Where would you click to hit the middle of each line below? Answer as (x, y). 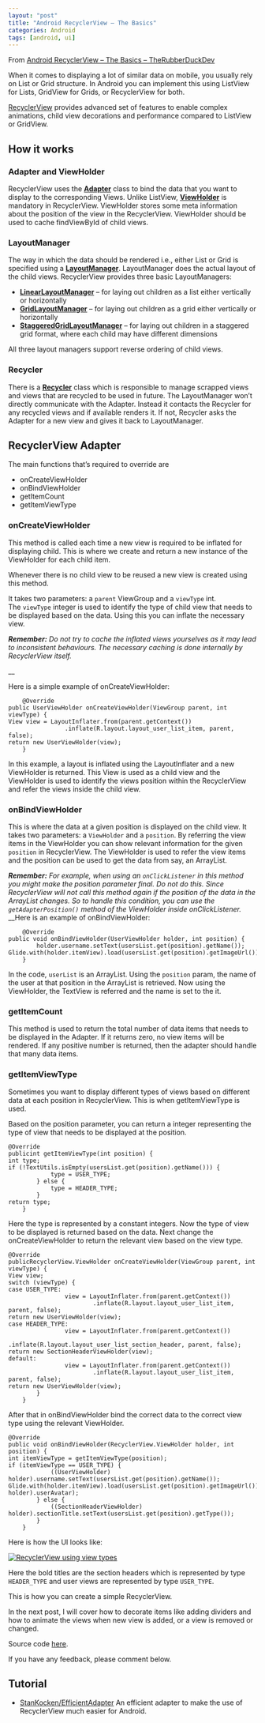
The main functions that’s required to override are (89, 465)
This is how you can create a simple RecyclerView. (90, 1596)
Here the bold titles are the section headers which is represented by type (127, 1572)
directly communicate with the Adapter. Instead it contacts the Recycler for (130, 404)
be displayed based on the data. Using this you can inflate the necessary (127, 615)
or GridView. (28, 124)
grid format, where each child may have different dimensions (119, 334)
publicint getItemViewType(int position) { (81, 1153)
